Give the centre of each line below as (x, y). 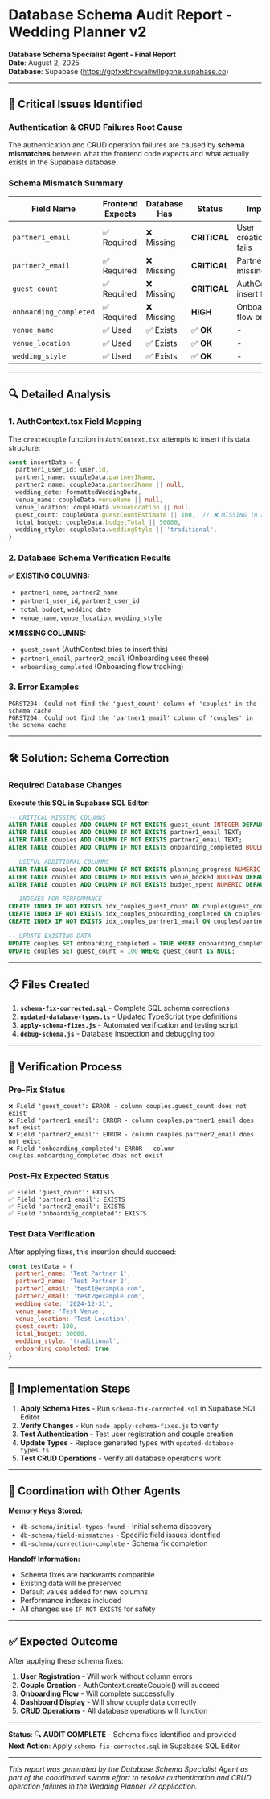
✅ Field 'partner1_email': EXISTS (67, 1200)
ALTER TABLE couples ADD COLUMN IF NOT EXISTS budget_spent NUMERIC (125, 884)
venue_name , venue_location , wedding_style (91, 617)
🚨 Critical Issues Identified (76, 104)
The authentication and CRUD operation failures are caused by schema (127, 145)
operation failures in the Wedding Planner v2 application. (103, 1786)
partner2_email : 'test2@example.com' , (81, 1296)
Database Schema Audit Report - (121, 15)
